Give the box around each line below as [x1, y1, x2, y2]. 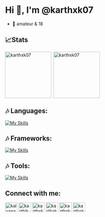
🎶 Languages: [5, 107, 48, 115]
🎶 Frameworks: [5, 134, 52, 142]
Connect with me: [5, 189, 61, 197]
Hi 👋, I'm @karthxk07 [5, 4, 94, 16]
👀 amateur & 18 [12, 21, 43, 27]
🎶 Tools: [5, 162, 31, 170]
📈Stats [5, 36, 29, 44]
